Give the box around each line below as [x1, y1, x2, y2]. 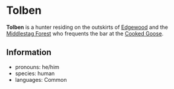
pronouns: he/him [14, 63, 59, 70]
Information [6, 48, 52, 58]
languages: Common [14, 76, 67, 83]
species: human [14, 70, 55, 77]
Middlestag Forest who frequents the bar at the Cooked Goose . [6, 29, 164, 37]
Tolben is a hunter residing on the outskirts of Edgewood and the [6, 23, 168, 31]
